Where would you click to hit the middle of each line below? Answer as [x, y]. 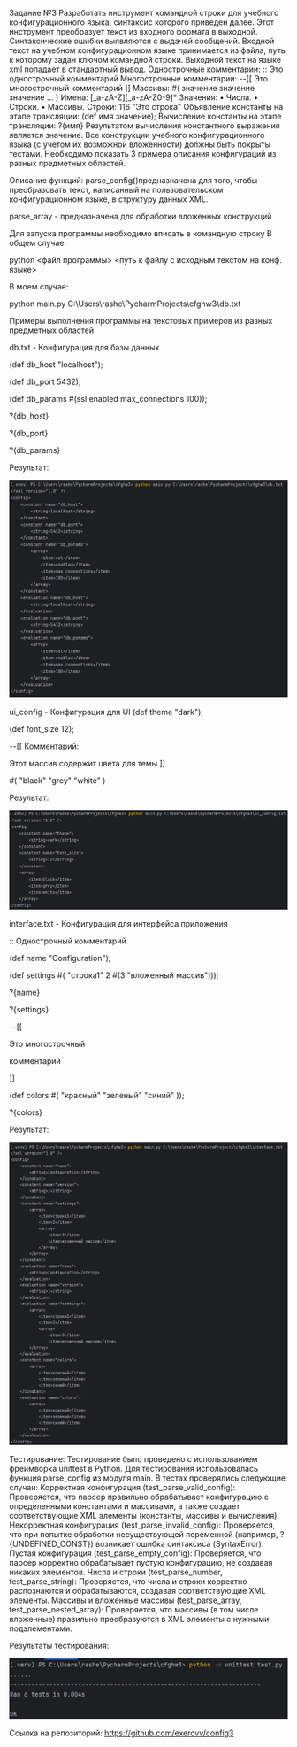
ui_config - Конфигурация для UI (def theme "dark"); [107, 712]
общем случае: [38, 243]
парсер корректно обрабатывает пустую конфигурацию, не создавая [141, 1562]
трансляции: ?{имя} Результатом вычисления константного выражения [145, 126]
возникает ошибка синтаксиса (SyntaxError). [180, 1543]
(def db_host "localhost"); [56, 365]
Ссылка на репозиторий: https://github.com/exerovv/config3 [122, 1733]
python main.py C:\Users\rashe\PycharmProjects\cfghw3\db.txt [125, 304]
